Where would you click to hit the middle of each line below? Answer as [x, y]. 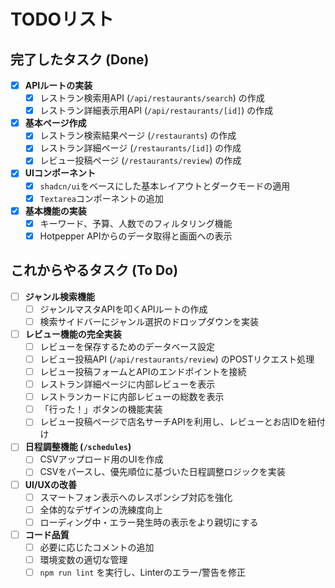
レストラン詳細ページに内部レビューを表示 [127, 384]
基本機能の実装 [55, 211]
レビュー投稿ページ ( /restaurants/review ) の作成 [140, 161]
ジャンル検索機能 [60, 296]
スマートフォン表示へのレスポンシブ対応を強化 [136, 497]
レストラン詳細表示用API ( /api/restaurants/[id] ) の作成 [156, 111]
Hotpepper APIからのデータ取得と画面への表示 [136, 236]
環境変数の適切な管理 [83, 559]
